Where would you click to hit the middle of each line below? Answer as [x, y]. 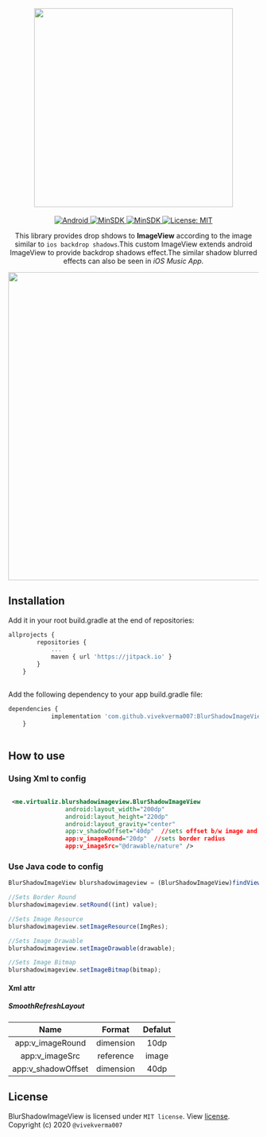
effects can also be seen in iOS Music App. [133, 261]
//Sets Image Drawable [46, 941]
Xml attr [22, 988]
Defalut [157, 1029]
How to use [37, 756]
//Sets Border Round [43, 898]
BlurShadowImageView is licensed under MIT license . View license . [119, 1116]
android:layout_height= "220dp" [117, 817]
